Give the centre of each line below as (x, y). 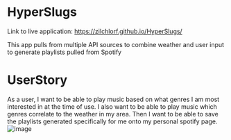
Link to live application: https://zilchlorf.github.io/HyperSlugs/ (95, 31)
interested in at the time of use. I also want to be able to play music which (112, 106)
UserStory (37, 80)
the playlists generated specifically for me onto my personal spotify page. (112, 121)
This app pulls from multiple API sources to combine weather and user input (115, 44)
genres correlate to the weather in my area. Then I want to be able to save (113, 114)
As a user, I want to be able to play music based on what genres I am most (113, 99)
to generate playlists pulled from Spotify (65, 52)
